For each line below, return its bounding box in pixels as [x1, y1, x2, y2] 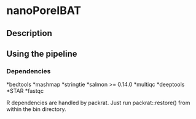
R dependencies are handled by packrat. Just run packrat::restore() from [6, 99, 190, 107]
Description [6, 28, 52, 38]
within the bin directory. [6, 106, 66, 113]
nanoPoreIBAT [6, 4, 82, 18]
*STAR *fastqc [6, 87, 44, 95]
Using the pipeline [6, 48, 78, 59]
